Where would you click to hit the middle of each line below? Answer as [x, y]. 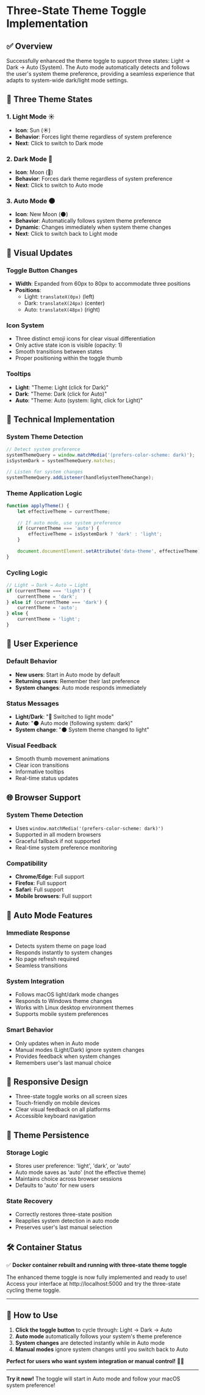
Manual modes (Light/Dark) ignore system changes [80, 1049]
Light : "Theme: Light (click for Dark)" [62, 387]
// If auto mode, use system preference [69, 523]
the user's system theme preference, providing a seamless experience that [101, 74]
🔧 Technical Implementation [60, 419]
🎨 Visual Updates [40, 253]
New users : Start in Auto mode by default [67, 675]
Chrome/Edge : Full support [49, 877]
